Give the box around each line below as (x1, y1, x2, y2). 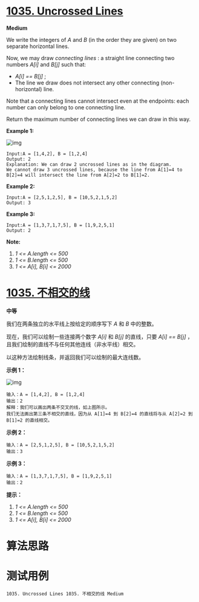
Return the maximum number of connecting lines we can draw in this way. (6, 115, 191, 123)
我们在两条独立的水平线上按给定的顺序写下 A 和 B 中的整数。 (6, 320, 157, 327)
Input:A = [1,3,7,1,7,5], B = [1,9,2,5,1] (6, 222, 115, 228)
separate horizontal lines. (6, 43, 70, 50)
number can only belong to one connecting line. (6, 103, 126, 111)
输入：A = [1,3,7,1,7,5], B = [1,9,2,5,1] (6, 473, 113, 479)
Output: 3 (6, 199, 31, 206)
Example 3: (6, 210, 35, 217)
